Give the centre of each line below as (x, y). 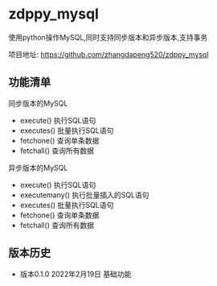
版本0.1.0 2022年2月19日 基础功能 (76, 274)
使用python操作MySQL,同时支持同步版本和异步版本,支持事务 (108, 37)
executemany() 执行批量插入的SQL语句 (84, 195)
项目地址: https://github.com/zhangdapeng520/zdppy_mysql (108, 54)
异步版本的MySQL (38, 168)
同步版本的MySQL (38, 103)
